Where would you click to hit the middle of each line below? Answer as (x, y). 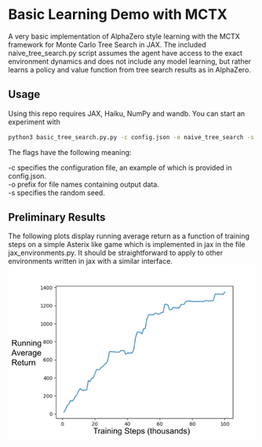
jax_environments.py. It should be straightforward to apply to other (116, 253)
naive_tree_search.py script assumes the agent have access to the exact (126, 53)
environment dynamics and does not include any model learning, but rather (130, 61)
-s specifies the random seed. (57, 192)
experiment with (34, 122)
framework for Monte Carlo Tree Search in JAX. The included (107, 44)
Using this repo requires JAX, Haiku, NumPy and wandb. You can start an (127, 113)
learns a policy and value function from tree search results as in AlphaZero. (129, 69)
